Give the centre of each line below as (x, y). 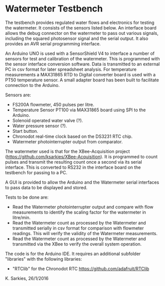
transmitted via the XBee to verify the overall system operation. (77, 244)
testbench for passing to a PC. (36, 172)
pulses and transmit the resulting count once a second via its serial (74, 162)
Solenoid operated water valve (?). (48, 120)
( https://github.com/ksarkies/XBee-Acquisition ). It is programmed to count (81, 156)
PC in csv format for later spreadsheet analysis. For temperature (71, 69)
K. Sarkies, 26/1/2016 (27, 278)
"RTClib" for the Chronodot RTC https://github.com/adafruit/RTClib (81, 269)
